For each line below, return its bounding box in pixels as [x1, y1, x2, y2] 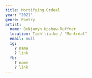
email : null [10, 36, 36, 42]
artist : [5, 22, 22, 27]
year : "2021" [5, 12, 33, 17]
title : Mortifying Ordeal [5, 7, 60, 13]
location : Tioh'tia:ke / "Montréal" [10, 31, 87, 36]
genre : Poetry [5, 17, 36, 22]
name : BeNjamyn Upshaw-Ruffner [10, 27, 76, 32]
